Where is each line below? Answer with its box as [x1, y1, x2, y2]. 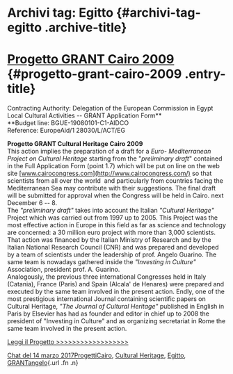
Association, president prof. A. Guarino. [7, 266, 120, 274]
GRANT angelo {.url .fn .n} [7, 359, 79, 367]
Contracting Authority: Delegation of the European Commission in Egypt [7, 104, 214, 113]
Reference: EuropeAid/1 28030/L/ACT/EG [7, 127, 126, 135]
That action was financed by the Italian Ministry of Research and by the [7, 236, 211, 244]
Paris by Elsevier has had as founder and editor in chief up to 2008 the [7, 309, 210, 318]
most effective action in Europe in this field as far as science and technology [7, 221, 226, 229]
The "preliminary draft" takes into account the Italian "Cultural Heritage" [7, 206, 214, 215]
